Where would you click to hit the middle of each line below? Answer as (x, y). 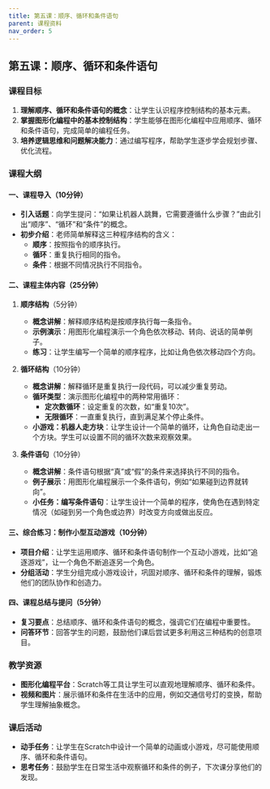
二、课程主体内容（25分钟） (56, 285)
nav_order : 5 (30, 31)
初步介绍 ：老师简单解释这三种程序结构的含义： (98, 234)
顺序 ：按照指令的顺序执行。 (79, 245)
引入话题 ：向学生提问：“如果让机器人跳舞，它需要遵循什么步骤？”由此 (137, 214)
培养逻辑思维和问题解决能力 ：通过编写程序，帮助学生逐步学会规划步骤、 (141, 141)
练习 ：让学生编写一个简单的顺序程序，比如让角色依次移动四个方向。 (146, 352)
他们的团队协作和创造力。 (63, 582)
